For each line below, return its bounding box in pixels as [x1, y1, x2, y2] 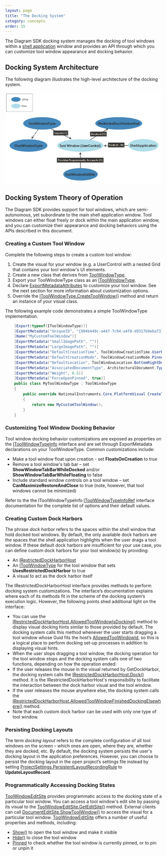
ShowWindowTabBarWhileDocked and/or [12, 466, 100, 472]
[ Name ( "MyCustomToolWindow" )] [14, 334, 77, 339]
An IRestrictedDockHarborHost [12, 557, 76, 563]
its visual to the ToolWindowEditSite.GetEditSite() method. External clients [5, 804, 156, 810]
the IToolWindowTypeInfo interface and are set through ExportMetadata [5, 441, 153, 447]
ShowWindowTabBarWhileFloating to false [12, 472, 103, 478]
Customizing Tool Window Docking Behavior [5, 425, 115, 431]
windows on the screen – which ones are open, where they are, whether [5, 743, 153, 749]
